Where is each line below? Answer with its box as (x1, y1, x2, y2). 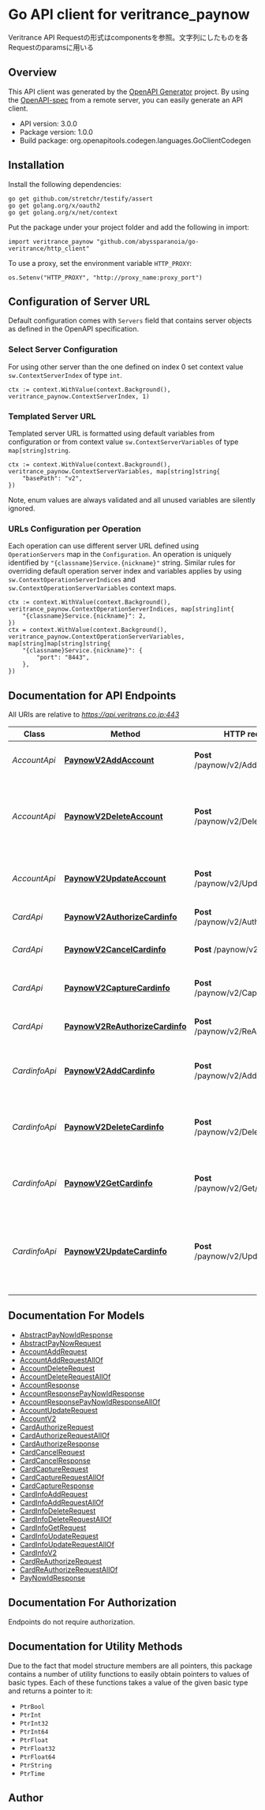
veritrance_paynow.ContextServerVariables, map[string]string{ (8, 467, 221, 475)
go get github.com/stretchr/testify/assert (8, 195, 154, 203)
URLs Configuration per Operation (8, 523, 142, 534)
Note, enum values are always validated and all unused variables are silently (8, 495, 256, 504)
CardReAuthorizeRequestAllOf (19, 1565, 118, 1574)
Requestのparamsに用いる (8, 42, 95, 52)
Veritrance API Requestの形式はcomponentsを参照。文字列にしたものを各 (8, 32, 248, 42)
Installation (8, 159, 65, 172)
